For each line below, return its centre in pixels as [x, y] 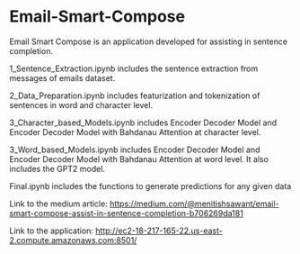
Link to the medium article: [58, 204]
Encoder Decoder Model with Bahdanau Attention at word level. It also [139, 159]
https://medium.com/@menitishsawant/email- [194, 204]
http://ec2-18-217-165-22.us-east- [159, 231]
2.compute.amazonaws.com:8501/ [73, 240]
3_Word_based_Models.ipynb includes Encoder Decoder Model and [135, 150]
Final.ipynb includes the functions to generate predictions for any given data [150, 186]
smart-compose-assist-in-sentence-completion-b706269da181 [127, 213]
